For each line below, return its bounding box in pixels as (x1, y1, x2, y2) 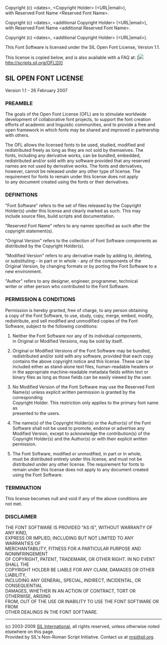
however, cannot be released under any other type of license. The (5, 168, 141, 174)
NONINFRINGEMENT (5, 551, 48, 557)
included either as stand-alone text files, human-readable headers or (12, 363, 154, 369)
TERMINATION (5, 484, 41, 491)
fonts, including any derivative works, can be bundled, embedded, (5, 152, 141, 159)
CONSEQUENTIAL (5, 583, 43, 589)
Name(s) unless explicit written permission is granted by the (12, 389, 136, 395)
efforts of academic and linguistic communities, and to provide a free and (5, 122, 156, 128)
